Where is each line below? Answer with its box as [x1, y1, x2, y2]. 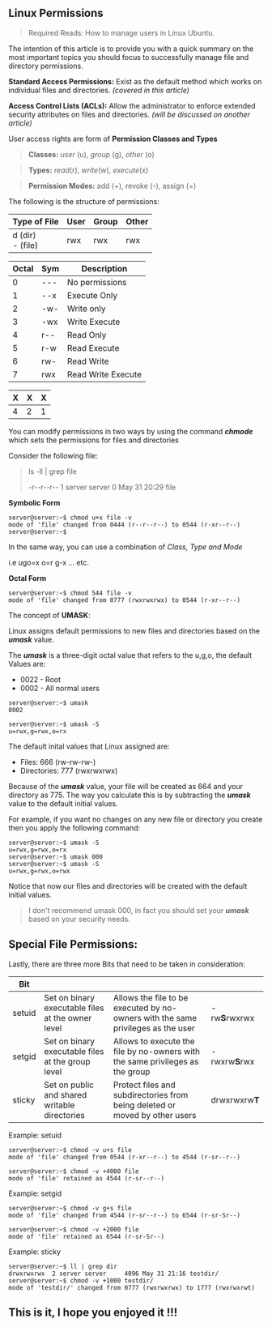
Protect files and [113, 1079, 176, 1090]
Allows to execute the [113, 1035, 196, 1047]
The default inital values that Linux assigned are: [8, 741, 170, 751]
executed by [113, 1002, 160, 1013]
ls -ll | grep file [28, 466, 77, 476]
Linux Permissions [8, 6, 104, 20]
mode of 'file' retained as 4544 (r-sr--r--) [8, 1174, 164, 1182]
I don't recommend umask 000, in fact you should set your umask [28, 905, 249, 915]
